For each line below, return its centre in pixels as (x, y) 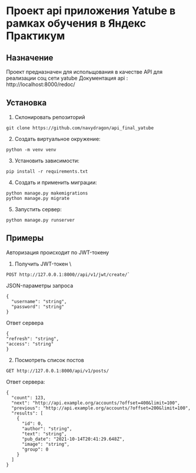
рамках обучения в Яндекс (76, 23)
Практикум (36, 36)
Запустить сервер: (38, 209)
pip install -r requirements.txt (47, 171)
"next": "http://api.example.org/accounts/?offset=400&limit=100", (96, 403)
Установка (26, 103)
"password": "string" (38, 307)
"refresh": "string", (33, 339)
